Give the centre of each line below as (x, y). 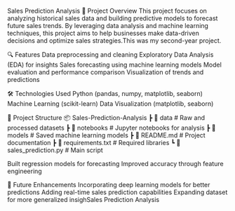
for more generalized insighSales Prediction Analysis (83, 199)
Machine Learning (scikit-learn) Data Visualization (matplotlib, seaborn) (110, 104)
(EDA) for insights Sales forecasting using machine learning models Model (115, 64)
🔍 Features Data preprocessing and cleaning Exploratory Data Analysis (110, 55)
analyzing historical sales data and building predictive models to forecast (113, 18)
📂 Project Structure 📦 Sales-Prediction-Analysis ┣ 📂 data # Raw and (106, 118)
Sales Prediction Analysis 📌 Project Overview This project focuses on (107, 11)
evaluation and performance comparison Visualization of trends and (106, 72)
